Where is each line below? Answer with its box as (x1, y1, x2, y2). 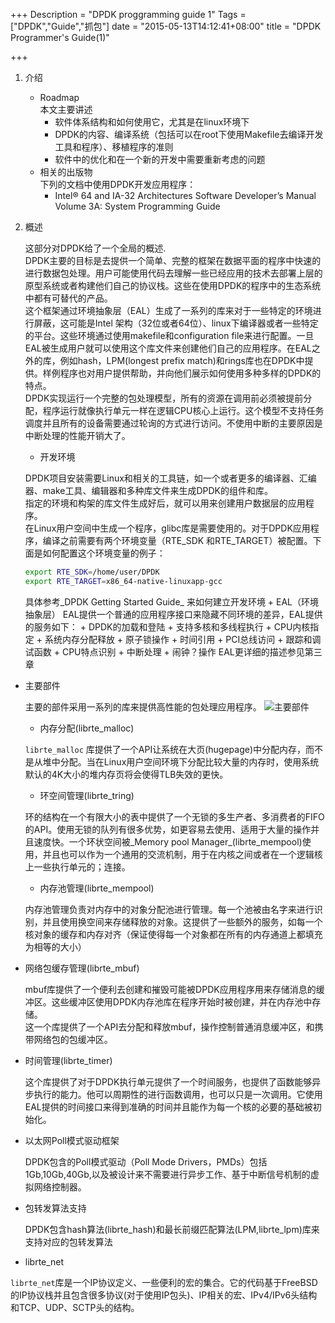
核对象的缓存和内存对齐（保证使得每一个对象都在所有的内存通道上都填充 (24, 928, 323, 940)
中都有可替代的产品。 (24, 292, 113, 304)
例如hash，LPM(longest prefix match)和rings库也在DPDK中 (59, 355, 305, 366)
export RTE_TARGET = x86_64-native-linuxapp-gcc (24, 576, 223, 586)
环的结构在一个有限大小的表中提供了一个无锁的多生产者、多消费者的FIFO (24, 810, 325, 823)
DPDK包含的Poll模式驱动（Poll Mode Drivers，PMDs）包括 (24, 1155, 268, 1168)
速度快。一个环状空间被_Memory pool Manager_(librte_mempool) (33, 835, 303, 848)
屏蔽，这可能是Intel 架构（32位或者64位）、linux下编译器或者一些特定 (33, 317, 319, 329)
